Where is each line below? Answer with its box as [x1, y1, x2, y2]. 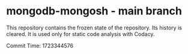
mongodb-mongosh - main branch [6, 4, 182, 18]
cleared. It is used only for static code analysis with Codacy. [6, 30, 155, 37]
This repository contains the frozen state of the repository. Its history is [6, 24, 182, 31]
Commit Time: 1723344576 [6, 42, 74, 49]
